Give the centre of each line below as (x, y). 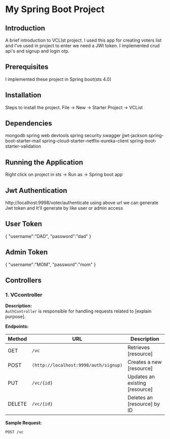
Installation (23, 95)
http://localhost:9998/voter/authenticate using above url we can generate (82, 203)
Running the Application (44, 162)
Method (17, 339)
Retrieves (139, 348)
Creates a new (144, 362)
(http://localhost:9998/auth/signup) (77, 365)
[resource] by (144, 404)
